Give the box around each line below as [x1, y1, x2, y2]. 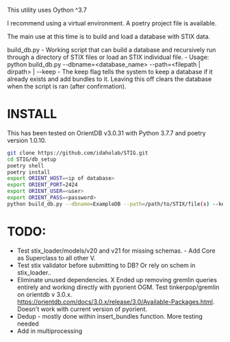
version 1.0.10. [7, 136, 47, 144]
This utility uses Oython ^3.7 [7, 6, 87, 14]
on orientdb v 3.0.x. [16, 290, 73, 298]
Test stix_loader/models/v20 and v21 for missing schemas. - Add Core [16, 247, 216, 255]
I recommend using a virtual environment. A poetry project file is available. [7, 19, 217, 27]
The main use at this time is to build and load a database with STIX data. [7, 32, 211, 41]
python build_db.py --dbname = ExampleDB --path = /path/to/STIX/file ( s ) [7, 201, 210, 207]
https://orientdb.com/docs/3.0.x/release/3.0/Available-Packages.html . [16, 297, 215, 306]
